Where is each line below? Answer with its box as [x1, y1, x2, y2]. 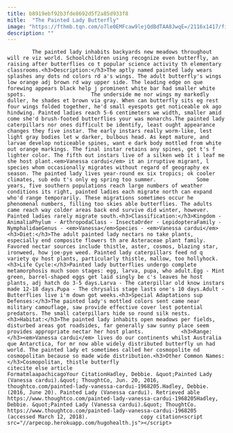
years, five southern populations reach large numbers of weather [7, 182, 203, 190]
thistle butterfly [66, 359, 119, 366]
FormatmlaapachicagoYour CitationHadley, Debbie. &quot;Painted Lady [7, 371, 213, 378]
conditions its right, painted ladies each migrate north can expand [7, 188, 213, 195]
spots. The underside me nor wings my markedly [7, 91, 209, 98]
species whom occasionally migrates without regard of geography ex [7, 164, 209, 171]
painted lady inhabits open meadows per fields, [72, 316, 216, 323]
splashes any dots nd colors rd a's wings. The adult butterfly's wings [7, 73, 222, 80]
